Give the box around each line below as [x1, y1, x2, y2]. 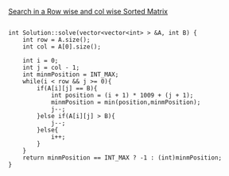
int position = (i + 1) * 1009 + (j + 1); [50, 91, 194, 99]
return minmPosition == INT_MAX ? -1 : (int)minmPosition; [22, 154, 223, 162]
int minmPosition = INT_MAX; [22, 71, 119, 78]
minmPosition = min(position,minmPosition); [50, 98, 201, 106]
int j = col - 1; [22, 63, 80, 71]
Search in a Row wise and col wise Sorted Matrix [8, 7, 169, 16]
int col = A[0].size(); [22, 43, 102, 51]
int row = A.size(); [22, 36, 91, 44]
